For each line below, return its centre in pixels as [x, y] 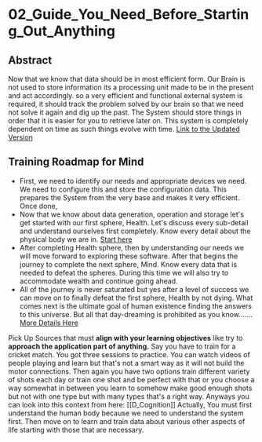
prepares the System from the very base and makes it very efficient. [129, 197]
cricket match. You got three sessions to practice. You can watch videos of [129, 354]
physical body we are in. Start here [76, 239]
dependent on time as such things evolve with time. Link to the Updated [124, 129]
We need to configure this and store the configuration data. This [123, 189]
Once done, [38, 206]
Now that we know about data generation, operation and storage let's [132, 214]
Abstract [30, 60]
